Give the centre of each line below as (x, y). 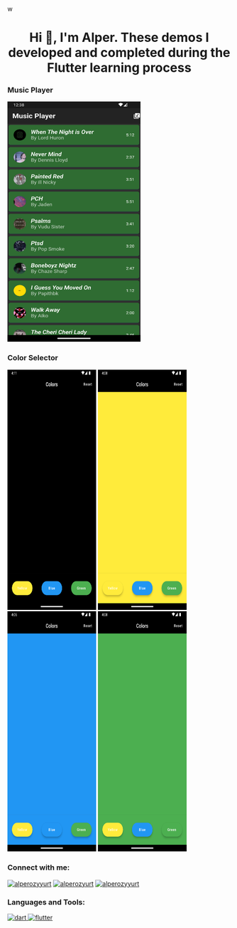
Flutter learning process (119, 68)
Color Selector (33, 358)
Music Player (30, 90)
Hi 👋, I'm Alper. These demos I (119, 38)
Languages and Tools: (46, 902)
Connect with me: (39, 868)
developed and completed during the (119, 53)
